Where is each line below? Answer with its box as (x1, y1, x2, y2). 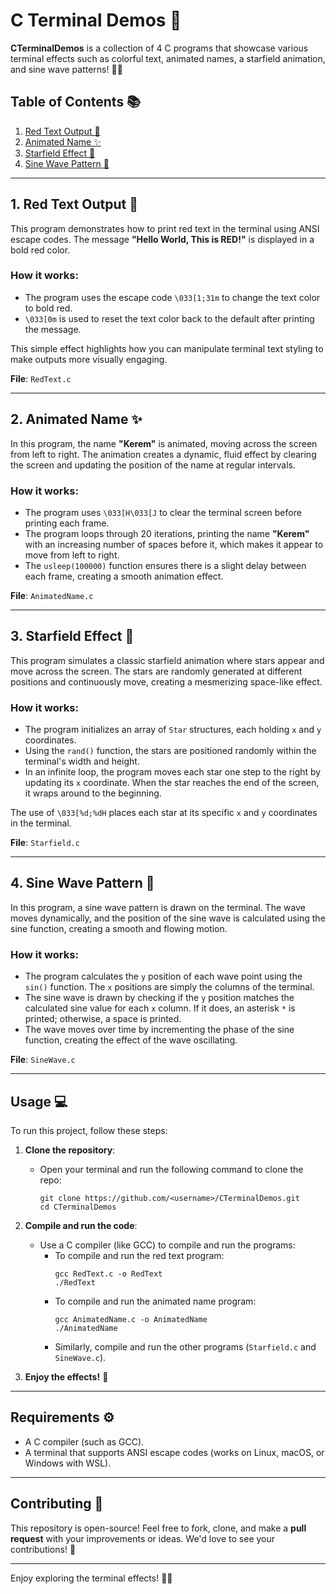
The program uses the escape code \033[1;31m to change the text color (24, 291, 321, 303)
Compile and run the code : (24, 1220, 138, 1231)
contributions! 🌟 (10, 1543, 77, 1555)
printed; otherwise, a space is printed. (24, 1013, 182, 1025)
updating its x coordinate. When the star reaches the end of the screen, (24, 777, 320, 789)
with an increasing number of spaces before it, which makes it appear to (24, 538, 324, 550)
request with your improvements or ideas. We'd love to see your (10, 1532, 276, 1544)
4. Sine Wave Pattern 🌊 (10, 875, 155, 892)
